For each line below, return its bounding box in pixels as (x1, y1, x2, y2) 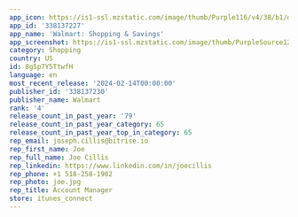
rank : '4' (9, 104, 46, 112)
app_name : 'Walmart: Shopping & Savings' (9, 29, 165, 38)
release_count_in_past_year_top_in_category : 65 (9, 128, 192, 137)
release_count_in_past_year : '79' (9, 112, 137, 120)
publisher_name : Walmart (9, 95, 101, 105)
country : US (9, 54, 53, 63)
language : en (9, 71, 58, 80)
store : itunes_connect (9, 194, 93, 204)
